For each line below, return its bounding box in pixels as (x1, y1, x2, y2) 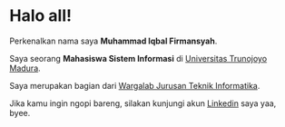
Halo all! (9, 5, 73, 26)
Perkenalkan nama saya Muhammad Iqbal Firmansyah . (9, 35, 218, 46)
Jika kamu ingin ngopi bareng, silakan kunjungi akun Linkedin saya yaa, (9, 97, 277, 109)
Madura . (9, 63, 41, 73)
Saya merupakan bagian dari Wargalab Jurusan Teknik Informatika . (9, 80, 260, 91)
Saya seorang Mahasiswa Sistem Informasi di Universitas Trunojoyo (9, 53, 268, 63)
